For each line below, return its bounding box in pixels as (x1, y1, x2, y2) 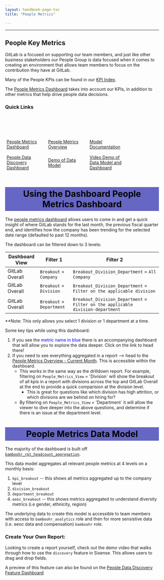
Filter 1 (45, 256, 62, 263)
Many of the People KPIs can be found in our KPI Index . (5, 77, 117, 83)
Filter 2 (106, 256, 123, 263)
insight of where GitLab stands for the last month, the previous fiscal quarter (5, 221, 159, 228)
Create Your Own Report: (5, 534, 66, 540)
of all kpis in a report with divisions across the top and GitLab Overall (19, 378, 158, 384)
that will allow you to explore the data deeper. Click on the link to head (12, 342, 154, 348)
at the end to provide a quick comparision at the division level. (19, 384, 144, 390)
